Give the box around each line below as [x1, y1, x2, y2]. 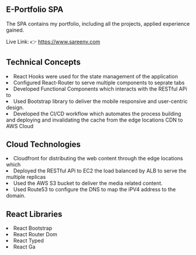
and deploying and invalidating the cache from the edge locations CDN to [6, 116, 183, 123]
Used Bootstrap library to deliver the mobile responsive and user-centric [13, 98, 188, 105]
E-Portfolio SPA [6, 5, 64, 15]
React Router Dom [13, 231, 57, 238]
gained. [6, 26, 25, 33]
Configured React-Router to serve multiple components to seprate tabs [13, 79, 185, 86]
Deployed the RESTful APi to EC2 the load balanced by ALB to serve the [13, 167, 187, 174]
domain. [6, 192, 26, 199]
